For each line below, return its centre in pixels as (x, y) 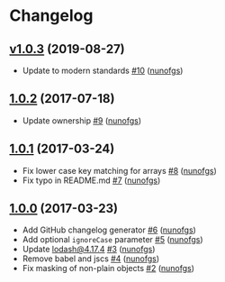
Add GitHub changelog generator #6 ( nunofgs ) (109, 230)
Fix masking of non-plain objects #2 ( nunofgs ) (108, 268)
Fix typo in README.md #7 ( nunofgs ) (91, 180)
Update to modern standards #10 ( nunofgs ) (103, 70)
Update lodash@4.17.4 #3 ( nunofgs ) (89, 250)
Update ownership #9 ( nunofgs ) (82, 120)
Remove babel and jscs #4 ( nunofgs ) (91, 259)
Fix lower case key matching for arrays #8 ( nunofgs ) (120, 170)
